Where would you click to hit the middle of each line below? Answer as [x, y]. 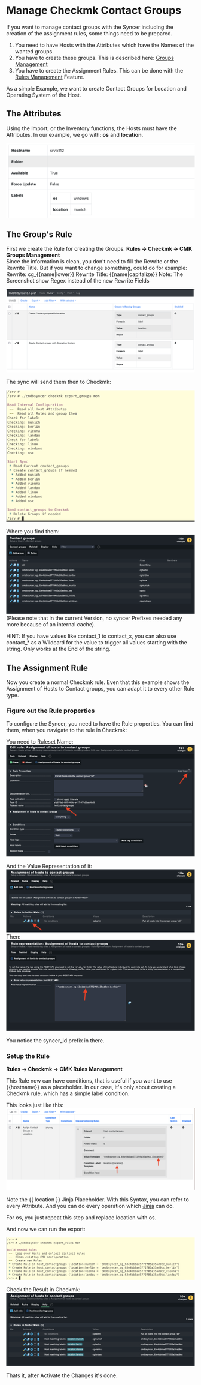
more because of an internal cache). [51, 625]
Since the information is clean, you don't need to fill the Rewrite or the [92, 262]
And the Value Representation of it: [49, 866]
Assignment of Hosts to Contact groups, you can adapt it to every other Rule [100, 689]
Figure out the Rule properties [51, 711]
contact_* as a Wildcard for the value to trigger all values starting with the [97, 643]
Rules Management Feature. [50, 77]
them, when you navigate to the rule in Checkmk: [67, 730]
